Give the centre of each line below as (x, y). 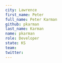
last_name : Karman (24, 29)
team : (11, 48)
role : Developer (22, 39)
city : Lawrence (21, 10)
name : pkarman (20, 34)
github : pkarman (22, 24)
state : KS (16, 43)
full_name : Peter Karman (31, 19)
